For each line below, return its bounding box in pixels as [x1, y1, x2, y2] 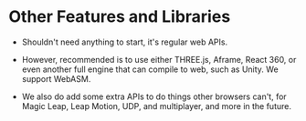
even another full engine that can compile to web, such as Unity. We [21, 64, 280, 75]
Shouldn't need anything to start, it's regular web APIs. [21, 36, 228, 47]
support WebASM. [21, 73, 91, 84]
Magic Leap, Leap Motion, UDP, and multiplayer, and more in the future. [21, 100, 291, 111]
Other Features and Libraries [8, 6, 231, 27]
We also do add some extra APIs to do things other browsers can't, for [21, 91, 287, 102]
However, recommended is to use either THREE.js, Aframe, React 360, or [21, 54, 297, 65]
